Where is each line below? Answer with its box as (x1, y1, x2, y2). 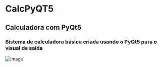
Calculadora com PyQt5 (5, 23, 82, 32)
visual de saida (5, 44, 43, 51)
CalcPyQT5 (5, 3, 54, 15)
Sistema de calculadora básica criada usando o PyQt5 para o (5, 38, 157, 45)
